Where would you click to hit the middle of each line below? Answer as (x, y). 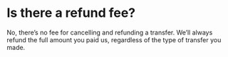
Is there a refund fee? (71, 13)
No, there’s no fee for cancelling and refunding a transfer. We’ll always (110, 32)
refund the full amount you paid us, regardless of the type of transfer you (114, 39)
